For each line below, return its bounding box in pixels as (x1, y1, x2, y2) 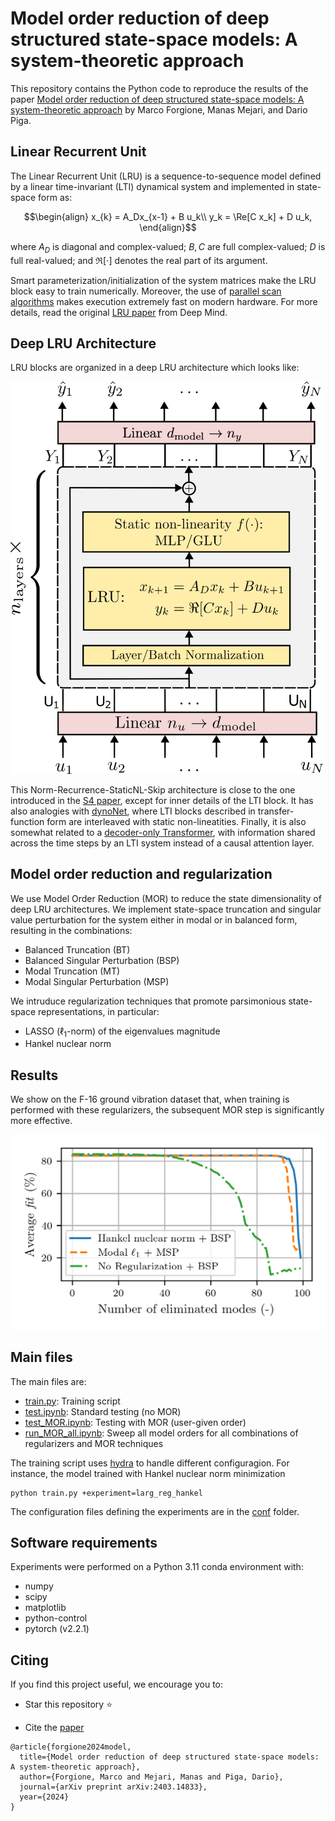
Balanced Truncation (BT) (24, 943, 131, 956)
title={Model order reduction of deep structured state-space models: (19, 1752, 320, 1762)
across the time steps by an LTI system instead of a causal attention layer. (10, 837, 315, 849)
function (10, 815, 45, 827)
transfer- (257, 805, 295, 817)
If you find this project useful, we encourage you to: (10, 1678, 224, 1691)
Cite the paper (24, 1722, 85, 1734)
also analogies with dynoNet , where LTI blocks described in (10, 805, 256, 817)
